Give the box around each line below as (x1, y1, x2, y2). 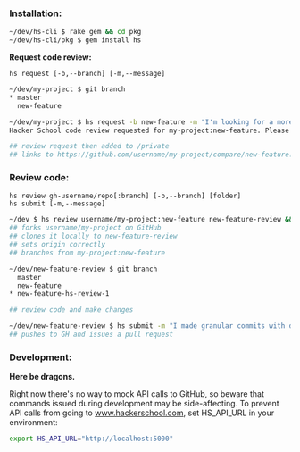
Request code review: (9, 52, 92, 63)
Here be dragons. (9, 372, 76, 382)
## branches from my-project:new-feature (9, 248, 166, 257)
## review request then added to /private (9, 142, 170, 151)
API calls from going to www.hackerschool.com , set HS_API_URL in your (9, 407, 275, 418)
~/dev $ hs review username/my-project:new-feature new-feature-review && (9, 215, 294, 224)
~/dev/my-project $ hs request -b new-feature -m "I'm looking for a (9, 117, 274, 127)
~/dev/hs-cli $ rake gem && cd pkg (9, 28, 142, 37)
